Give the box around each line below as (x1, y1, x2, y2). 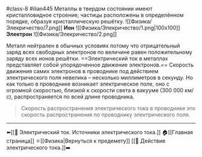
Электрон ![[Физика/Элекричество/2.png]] (6, 31, 117, 38)
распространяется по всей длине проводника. (14, 93, 135, 100)
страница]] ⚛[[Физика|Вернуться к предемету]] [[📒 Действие (6, 137, 166, 144)
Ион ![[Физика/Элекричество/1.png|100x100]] (64, 24, 180, 31)
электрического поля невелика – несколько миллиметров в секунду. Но (6, 74, 194, 81)
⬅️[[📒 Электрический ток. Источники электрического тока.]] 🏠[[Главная (6, 129, 194, 135)
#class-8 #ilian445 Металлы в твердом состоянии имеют (6, 5, 153, 12)
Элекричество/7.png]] (6, 24, 63, 31)
